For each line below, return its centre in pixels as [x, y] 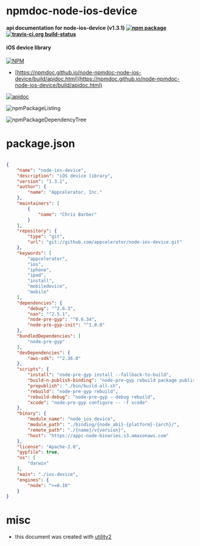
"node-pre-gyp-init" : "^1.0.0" [66, 325]
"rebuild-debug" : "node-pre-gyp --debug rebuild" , [92, 397]
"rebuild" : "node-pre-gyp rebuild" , [73, 391]
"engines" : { [33, 480]
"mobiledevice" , [48, 287]
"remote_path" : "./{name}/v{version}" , [77, 430]
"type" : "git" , [46, 237]
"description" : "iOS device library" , [65, 176]
